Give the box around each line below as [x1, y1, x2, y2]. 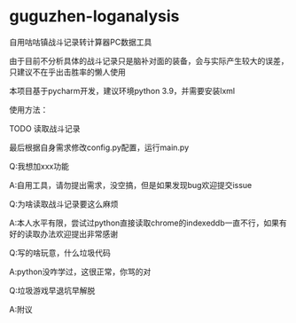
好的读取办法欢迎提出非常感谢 [9, 228, 118, 239]
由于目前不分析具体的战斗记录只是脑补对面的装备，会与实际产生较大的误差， [9, 55, 289, 66]
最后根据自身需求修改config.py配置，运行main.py [9, 142, 190, 153]
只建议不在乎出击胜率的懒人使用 [9, 67, 126, 77]
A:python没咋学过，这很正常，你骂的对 [9, 266, 152, 277]
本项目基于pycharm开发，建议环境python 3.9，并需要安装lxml [9, 85, 236, 96]
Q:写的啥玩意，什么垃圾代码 [9, 247, 111, 258]
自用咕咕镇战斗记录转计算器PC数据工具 [9, 36, 152, 47]
